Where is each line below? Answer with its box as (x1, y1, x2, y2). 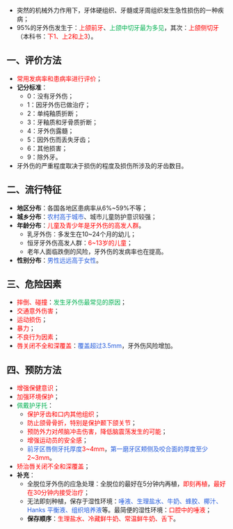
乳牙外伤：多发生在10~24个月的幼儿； (26, 229, 137, 238)
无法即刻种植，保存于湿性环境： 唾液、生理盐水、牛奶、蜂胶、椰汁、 (26, 497, 223, 505)
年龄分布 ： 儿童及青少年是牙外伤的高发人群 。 (16, 221, 145, 229)
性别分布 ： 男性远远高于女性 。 (16, 256, 102, 264)
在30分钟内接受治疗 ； (26, 489, 90, 497)
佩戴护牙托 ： (16, 401, 54, 410)
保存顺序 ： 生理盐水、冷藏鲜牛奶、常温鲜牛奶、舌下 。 (26, 514, 180, 523)
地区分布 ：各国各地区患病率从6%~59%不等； (16, 204, 148, 212)
